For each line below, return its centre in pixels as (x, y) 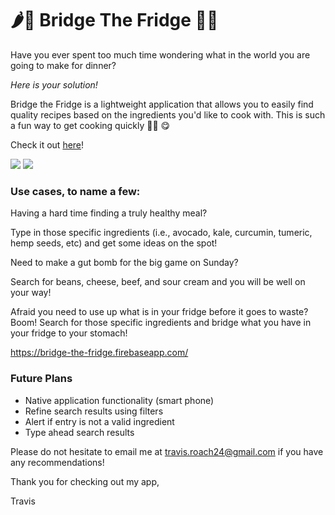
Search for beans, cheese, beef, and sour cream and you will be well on (158, 282)
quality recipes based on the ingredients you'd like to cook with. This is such (168, 114)
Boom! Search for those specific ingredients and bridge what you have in (161, 323)
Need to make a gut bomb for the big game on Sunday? (124, 263)
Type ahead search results (79, 432)
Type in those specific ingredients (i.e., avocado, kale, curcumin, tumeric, (161, 233)
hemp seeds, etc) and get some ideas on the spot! (114, 243)
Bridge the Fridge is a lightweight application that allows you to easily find (162, 104)
